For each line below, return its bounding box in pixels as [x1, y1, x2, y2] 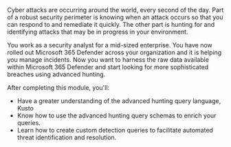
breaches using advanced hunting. [7, 70, 106, 78]
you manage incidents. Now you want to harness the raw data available [7, 56, 210, 64]
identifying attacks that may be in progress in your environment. [7, 27, 188, 36]
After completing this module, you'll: [7, 84, 110, 91]
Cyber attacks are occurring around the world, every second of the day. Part [7, 6, 224, 14]
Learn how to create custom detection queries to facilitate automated [16, 126, 213, 134]
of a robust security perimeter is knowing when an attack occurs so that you [7, 13, 223, 21]
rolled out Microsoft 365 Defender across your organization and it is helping [7, 48, 222, 56]
